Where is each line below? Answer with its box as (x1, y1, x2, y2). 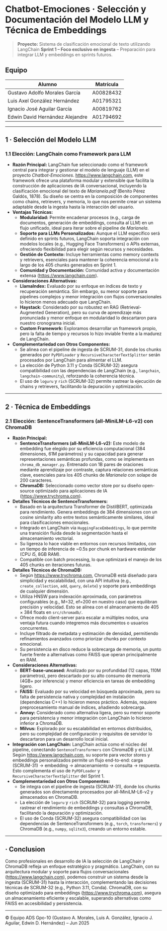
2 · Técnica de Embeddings (5, 403, 91, 411)
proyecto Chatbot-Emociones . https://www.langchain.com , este (12, 172, 143, 178)
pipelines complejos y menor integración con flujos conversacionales (19, 294, 162, 300)
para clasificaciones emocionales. (19, 519, 90, 525)
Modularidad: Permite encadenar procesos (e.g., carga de (19, 215, 140, 221)
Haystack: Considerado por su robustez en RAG (19, 304, 119, 310)
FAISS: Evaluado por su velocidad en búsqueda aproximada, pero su (19, 688, 161, 694)
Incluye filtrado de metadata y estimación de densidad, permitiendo (19, 630, 159, 637)
